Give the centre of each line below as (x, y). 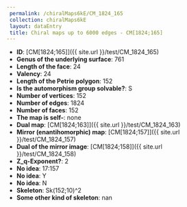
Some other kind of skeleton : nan (64, 198)
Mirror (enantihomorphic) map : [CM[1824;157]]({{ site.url (98, 132)
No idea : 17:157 (38, 169)
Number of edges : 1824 (50, 103)
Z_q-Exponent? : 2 (42, 161)
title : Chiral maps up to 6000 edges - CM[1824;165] (86, 33)
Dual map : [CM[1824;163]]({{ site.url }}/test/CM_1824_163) (98, 125)
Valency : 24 (34, 74)
